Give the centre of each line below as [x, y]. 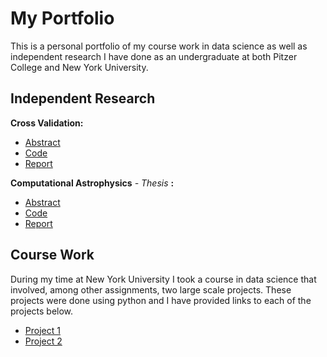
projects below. [42, 311]
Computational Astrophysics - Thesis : [92, 183]
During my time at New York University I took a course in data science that [163, 279]
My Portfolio [62, 18]
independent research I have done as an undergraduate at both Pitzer [154, 56]
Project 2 [43, 341]
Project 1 [42, 330]
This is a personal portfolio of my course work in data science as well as [159, 46]
